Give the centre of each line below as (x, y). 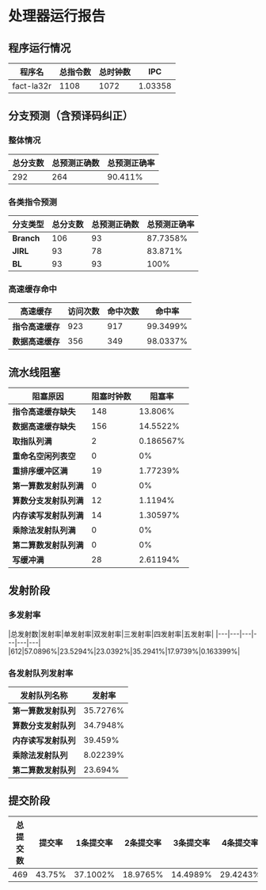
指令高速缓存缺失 (44, 412)
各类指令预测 (33, 202)
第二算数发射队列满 (48, 545)
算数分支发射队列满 (48, 501)
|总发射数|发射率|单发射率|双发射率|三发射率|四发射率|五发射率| (111, 634)
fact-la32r (32, 86)
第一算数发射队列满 (48, 486)
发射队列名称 (44, 695)
